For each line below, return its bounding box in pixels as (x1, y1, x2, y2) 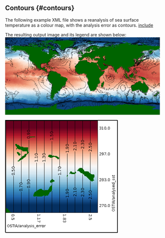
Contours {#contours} (5, 4, 75, 12)
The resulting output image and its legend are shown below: (5, 31, 127, 37)
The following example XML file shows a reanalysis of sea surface (5, 17, 139, 23)
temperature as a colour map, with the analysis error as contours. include (5, 22, 154, 28)
